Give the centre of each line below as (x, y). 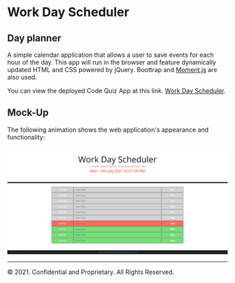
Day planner (34, 38)
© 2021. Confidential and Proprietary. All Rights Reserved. (91, 272)
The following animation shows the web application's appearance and (108, 130)
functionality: (26, 137)
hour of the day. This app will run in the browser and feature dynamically (112, 62)
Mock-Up (28, 113)
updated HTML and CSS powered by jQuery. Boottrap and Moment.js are (112, 70)
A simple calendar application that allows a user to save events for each (111, 55)
